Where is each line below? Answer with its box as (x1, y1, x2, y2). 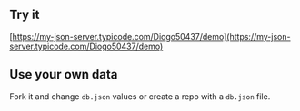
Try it (9, 7, 40, 23)
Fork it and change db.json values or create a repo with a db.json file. (9, 90, 271, 102)
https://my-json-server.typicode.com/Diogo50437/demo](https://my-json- (12, 31, 291, 42)
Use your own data (9, 67, 118, 82)
